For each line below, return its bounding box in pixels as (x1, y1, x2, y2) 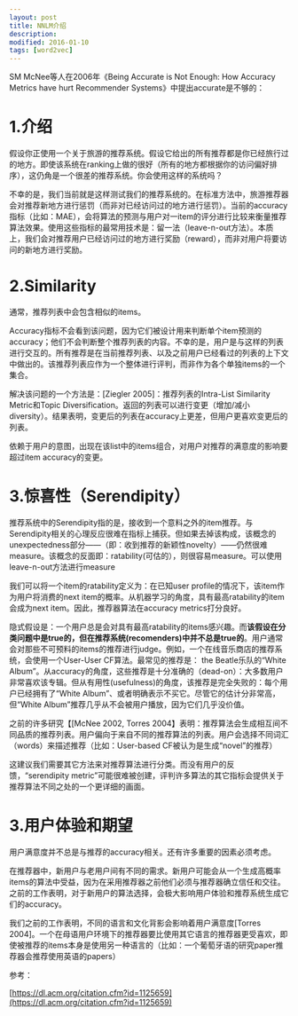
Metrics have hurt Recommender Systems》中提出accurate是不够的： (9, 83, 265, 93)
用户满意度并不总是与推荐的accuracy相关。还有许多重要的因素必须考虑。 (9, 847, 277, 857)
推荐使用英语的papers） (32, 950, 121, 961)
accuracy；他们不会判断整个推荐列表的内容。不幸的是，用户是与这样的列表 (9, 336, 284, 347)
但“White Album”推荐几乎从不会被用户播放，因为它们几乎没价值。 (9, 698, 250, 710)
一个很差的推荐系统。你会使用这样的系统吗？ (59, 170, 223, 181)
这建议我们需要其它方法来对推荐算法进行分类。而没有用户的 (9, 759, 227, 769)
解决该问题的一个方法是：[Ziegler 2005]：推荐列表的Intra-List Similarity (9, 389, 271, 399)
